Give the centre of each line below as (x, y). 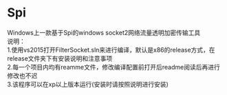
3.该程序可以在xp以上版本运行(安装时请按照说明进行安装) (88, 84)
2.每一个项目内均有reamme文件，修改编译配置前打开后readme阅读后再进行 (113, 67)
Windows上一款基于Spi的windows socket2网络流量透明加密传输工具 (104, 32)
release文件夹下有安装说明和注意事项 (60, 58)
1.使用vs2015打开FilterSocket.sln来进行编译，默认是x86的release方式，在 (111, 50)
